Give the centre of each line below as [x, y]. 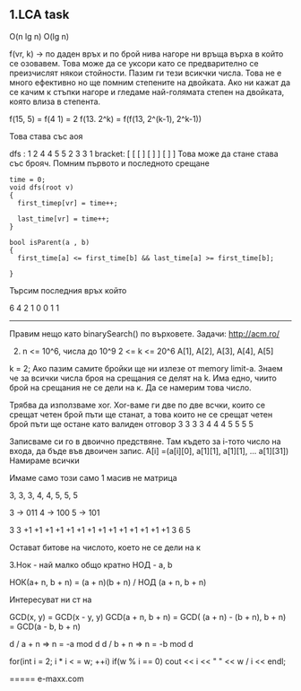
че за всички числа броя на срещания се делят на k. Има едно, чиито [143, 378]
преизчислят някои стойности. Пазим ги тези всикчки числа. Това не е [146, 73]
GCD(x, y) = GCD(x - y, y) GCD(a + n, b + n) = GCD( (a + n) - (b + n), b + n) [148, 617]
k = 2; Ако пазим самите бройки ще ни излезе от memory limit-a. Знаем [146, 368]
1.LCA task [39, 15]
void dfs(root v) [42, 188]
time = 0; [28, 179]
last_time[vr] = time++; [64, 219]
